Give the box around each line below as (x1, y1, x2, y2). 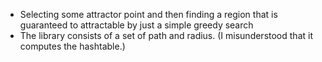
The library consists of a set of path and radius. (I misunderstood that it (19, 30, 313, 41)
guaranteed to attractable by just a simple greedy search (19, 19, 254, 31)
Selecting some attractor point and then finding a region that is (19, 9, 278, 20)
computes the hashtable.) (19, 40, 126, 52)
